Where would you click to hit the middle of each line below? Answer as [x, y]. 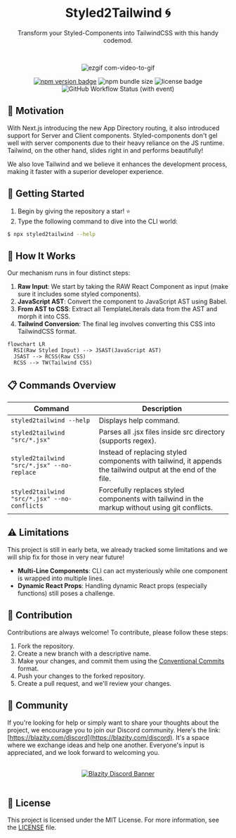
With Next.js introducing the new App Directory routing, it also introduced [113, 127]
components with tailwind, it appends [160, 461]
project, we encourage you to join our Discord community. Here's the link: [114, 730]
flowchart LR [26, 344]
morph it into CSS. [44, 317]
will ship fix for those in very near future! [66, 557]
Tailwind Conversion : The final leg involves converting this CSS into [116, 324]
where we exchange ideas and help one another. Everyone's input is [106, 745]
